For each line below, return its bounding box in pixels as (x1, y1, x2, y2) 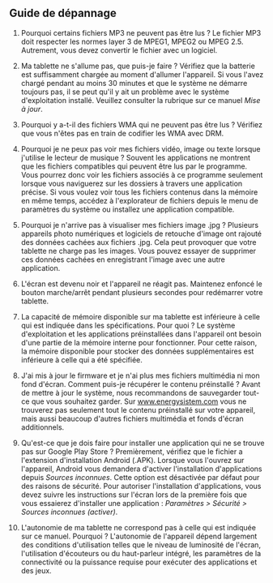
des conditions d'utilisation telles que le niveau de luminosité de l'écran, (20, 539, 262, 550)
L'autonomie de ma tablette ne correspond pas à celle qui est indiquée (20, 522, 256, 532)
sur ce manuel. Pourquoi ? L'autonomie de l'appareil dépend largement (20, 531, 258, 541)
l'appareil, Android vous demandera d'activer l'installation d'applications (20, 464, 262, 474)
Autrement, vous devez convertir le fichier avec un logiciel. (20, 45, 218, 55)
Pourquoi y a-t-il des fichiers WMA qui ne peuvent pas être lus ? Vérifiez (20, 119, 262, 129)
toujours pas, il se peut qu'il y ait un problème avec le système (20, 87, 230, 96)
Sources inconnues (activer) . (20, 507, 118, 517)
